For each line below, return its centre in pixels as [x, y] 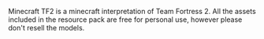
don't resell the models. [46, 28]
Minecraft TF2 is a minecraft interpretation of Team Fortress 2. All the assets [132, 11]
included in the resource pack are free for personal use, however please [125, 19]
